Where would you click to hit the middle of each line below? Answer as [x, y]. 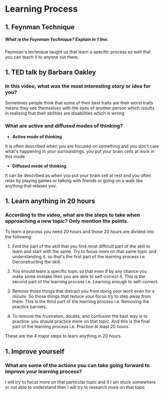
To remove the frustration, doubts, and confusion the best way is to [80, 316]
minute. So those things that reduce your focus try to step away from [82, 296]
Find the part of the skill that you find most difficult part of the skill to [81, 246]
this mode [15, 156]
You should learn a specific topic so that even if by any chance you [80, 271]
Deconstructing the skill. [37, 262]
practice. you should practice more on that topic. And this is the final [81, 321]
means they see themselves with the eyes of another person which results [80, 108]
